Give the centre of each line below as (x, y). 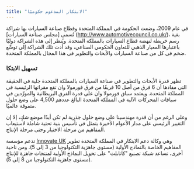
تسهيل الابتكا (22, 68)
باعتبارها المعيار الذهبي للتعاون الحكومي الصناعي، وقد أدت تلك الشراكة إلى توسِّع (93, 47)
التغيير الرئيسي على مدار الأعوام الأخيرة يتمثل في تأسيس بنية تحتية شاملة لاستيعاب (96, 123)
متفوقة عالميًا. (21, 105)
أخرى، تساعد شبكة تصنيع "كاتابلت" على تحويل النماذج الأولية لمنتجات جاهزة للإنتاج (94, 153)
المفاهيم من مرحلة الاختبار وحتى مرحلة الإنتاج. (56, 129)
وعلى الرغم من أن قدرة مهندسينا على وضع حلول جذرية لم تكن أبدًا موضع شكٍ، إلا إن (97, 117)
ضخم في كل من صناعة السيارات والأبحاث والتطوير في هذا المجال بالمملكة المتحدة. (96, 53)
